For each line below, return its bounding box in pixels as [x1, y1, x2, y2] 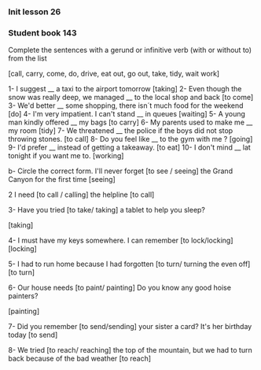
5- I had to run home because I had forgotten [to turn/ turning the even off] [8, 259, 251, 269]
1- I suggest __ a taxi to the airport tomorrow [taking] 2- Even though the [8, 84, 242, 94]
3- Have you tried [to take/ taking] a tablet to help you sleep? [8, 205, 206, 215]
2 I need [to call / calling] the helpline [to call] [8, 190, 155, 199]
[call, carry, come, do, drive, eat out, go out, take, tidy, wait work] [8, 69, 220, 79]
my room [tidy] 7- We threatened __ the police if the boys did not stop [8, 126, 233, 135]
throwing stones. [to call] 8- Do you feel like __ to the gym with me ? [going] [8, 135, 253, 144]
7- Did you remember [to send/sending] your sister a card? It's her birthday [8, 322, 252, 331]
